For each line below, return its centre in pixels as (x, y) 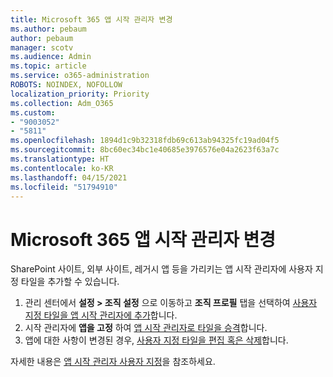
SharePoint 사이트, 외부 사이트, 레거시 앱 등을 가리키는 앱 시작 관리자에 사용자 (161, 269)
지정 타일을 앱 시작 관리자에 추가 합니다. (101, 315)
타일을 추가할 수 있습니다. (70, 282)
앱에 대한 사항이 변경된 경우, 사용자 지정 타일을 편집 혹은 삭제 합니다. (156, 340)
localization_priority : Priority (80, 94)
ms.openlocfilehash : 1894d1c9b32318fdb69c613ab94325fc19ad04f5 (145, 141)
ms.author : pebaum (48, 29)
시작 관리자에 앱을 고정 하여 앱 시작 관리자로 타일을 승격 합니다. (146, 328)
